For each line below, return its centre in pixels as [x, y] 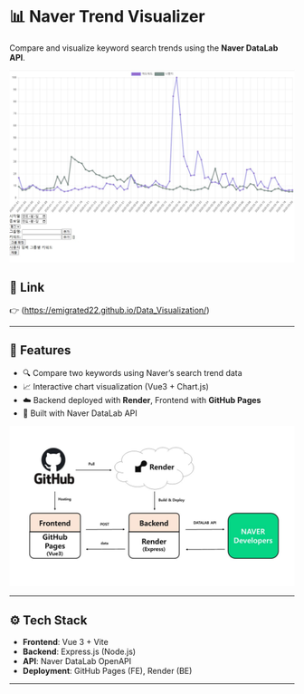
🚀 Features [40, 350]
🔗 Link [27, 288]
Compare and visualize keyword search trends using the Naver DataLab [144, 48]
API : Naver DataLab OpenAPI [77, 660]
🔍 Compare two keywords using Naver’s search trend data [132, 372]
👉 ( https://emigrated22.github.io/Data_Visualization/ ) [109, 310]
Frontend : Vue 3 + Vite [65, 641]
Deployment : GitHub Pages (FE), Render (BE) [107, 670]
